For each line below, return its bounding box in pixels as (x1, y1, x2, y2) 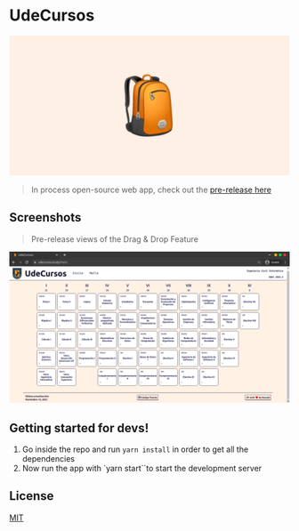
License (9, 488, 54, 503)
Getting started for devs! (9, 420, 149, 436)
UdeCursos (9, 5, 95, 26)
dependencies (21, 453, 76, 463)
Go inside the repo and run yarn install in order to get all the (21, 444, 249, 455)
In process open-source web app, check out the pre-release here (30, 184, 271, 195)
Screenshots (9, 210, 82, 225)
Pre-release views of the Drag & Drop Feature (30, 233, 198, 245)
